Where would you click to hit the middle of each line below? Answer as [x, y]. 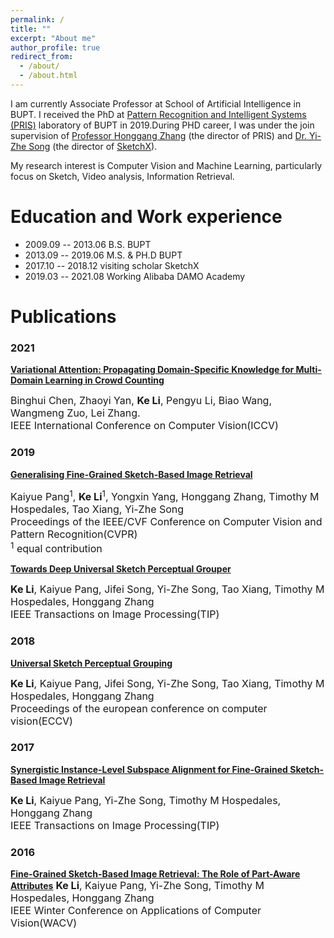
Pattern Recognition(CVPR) [74, 534]
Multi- [308, 370]
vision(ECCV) [41, 721]
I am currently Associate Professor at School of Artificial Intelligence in [156, 103]
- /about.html [48, 76]
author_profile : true [55, 47]
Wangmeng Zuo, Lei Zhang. [75, 413]
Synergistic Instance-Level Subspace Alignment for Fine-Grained [149, 769]
